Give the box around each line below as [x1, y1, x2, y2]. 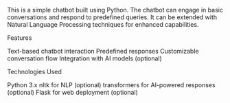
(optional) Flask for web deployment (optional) [7, 89, 139, 96]
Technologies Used [7, 68, 62, 76]
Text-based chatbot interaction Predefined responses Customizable [7, 47, 199, 55]
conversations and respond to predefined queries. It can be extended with [7, 13, 218, 21]
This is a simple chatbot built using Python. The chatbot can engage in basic [7, 6, 223, 14]
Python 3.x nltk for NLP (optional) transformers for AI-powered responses [7, 81, 216, 89]
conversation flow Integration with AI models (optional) [7, 54, 163, 62]
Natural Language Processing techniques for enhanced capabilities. [7, 21, 199, 28]
